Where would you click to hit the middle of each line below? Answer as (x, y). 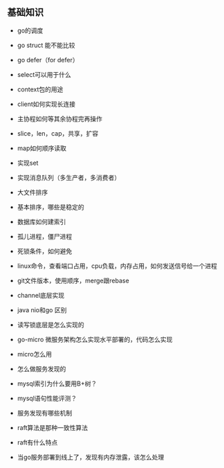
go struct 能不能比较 (46, 45)
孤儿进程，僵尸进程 (45, 236)
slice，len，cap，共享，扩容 (58, 133)
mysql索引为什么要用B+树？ (57, 384)
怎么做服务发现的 (41, 368)
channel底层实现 (41, 295)
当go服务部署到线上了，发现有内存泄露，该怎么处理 (91, 457)
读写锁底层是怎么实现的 (50, 325)
